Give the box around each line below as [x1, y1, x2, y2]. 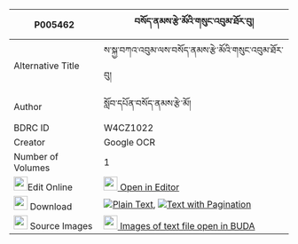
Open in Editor [119, 181, 180, 193]
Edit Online [27, 181, 74, 193]
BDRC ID [13, 122, 51, 134]
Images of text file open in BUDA [119, 220, 255, 232]
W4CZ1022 [103, 122, 153, 134]
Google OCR [103, 137, 156, 148]
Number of [13, 151, 59, 162]
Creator [13, 137, 46, 148]
